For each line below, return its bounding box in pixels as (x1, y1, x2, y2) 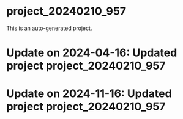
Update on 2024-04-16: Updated (6, 46, 177, 60)
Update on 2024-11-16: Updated (6, 87, 173, 101)
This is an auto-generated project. (6, 24, 92, 32)
